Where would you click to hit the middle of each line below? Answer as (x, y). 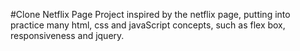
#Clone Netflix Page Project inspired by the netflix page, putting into (150, 14)
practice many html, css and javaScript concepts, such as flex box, (148, 25)
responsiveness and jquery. (67, 35)
